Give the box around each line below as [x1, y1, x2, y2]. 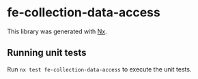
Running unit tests [7, 47, 87, 59]
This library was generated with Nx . [7, 27, 107, 35]
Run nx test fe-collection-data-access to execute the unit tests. [7, 65, 192, 73]
